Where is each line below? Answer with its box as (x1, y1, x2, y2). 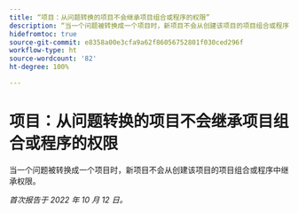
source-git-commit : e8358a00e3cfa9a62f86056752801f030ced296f (9, 37, 244, 47)
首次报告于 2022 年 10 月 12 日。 (9, 194, 128, 205)
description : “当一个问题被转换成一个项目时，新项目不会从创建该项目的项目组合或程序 (9, 21, 290, 30)
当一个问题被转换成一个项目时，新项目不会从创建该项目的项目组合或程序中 (9, 164, 281, 175)
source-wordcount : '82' (9, 54, 98, 63)
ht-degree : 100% (9, 63, 69, 72)
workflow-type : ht (9, 46, 77, 55)
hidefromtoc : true (9, 29, 77, 38)
